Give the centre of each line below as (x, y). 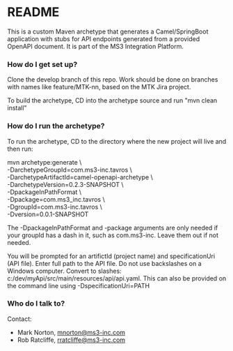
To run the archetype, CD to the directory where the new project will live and (117, 141)
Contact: (20, 319)
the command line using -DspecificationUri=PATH (79, 285)
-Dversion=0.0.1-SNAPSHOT (48, 214)
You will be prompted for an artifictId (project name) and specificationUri (111, 256)
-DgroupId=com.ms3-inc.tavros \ (55, 207)
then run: (20, 149)
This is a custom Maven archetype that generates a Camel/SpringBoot (108, 31)
